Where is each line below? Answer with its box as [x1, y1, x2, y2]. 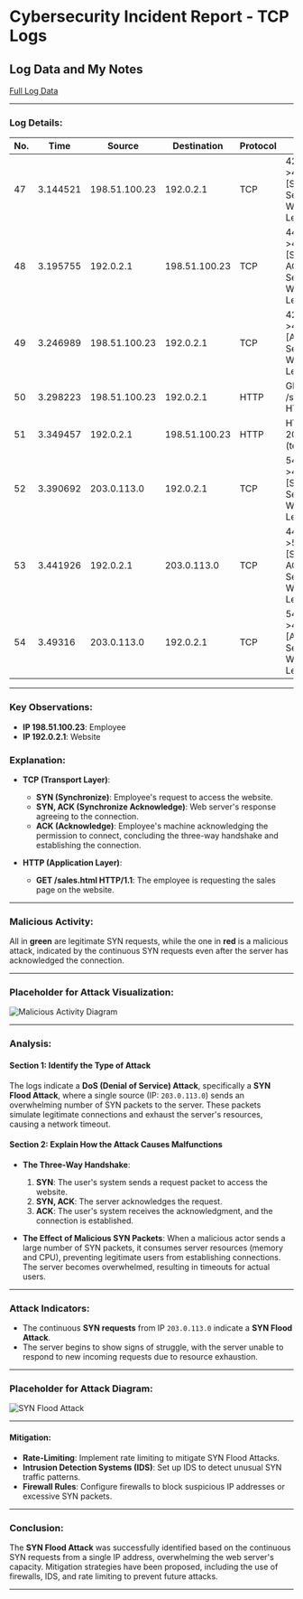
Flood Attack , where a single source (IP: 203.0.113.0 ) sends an [9, 1089, 245, 1100]
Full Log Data [9, 86, 59, 96]
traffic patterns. [22, 1471, 81, 1482]
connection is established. [35, 1215, 133, 1226]
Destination [172, 140, 224, 153]
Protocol [239, 140, 277, 153]
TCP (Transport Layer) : [22, 774, 111, 785]
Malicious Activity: [9, 915, 94, 928]
